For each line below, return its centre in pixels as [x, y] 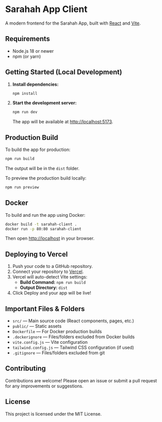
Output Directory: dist [44, 288]
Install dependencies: [35, 84]
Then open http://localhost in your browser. [50, 238]
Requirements [27, 39]
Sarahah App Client [46, 9]
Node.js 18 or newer [33, 51]
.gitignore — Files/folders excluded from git [58, 353]
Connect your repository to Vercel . [48, 271]
